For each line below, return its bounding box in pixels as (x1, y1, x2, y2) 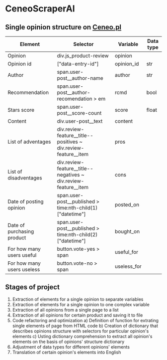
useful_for (114, 249, 138, 255)
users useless (7, 266, 40, 273)
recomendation (57, 95, 93, 102)
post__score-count (57, 110, 102, 116)
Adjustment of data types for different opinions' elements (12, 344, 130, 350)
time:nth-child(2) (57, 231, 98, 238)
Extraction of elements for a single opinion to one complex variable (12, 301, 150, 307)
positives (57, 138, 79, 145)
